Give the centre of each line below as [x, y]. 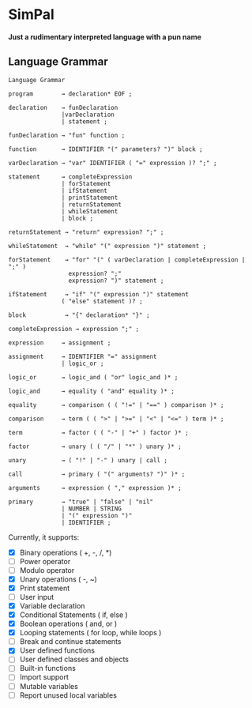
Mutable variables [49, 686]
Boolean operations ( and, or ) [68, 624]
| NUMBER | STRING [92, 508]
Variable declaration [52, 605]
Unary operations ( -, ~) [58, 579]
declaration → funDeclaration [63, 107]
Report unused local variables [68, 695]
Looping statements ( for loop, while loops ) [90, 633]
